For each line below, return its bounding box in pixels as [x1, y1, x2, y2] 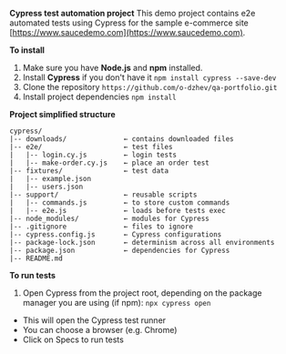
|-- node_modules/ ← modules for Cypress [9, 214, 209, 223]
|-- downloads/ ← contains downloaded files [9, 135, 234, 144]
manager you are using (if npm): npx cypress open [22, 298, 211, 308]
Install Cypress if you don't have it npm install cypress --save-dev [22, 72, 277, 83]
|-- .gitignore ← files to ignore [9, 222, 194, 231]
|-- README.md [9, 254, 64, 263]
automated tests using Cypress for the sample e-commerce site [9, 17, 249, 28]
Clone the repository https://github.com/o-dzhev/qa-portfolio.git [22, 82, 278, 92]
